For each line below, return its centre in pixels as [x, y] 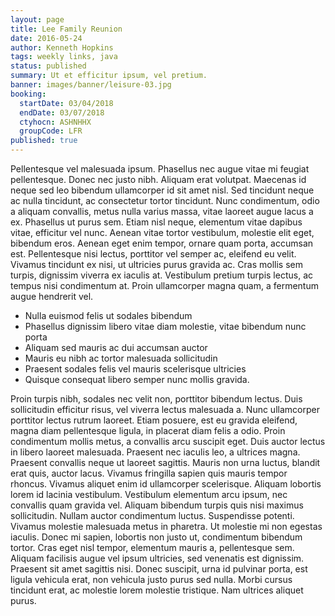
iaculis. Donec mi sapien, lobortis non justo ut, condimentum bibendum [156, 537]
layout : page [37, 19]
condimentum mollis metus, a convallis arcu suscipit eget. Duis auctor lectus [168, 441]
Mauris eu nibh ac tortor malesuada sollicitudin [121, 358]
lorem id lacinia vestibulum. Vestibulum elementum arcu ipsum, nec [149, 494]
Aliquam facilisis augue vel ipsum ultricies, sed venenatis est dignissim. [157, 558]
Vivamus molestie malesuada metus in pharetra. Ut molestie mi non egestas [166, 526]
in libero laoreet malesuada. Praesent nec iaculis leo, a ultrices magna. [155, 452]
